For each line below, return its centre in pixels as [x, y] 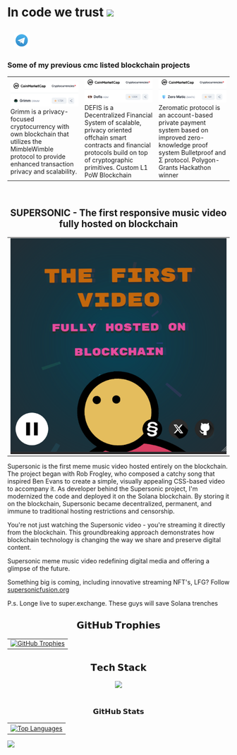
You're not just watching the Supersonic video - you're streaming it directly [116, 524]
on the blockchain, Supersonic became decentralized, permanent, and [109, 503]
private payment [182, 123]
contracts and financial [118, 145]
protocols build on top [116, 153]
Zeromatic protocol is [189, 108]
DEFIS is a [99, 108]
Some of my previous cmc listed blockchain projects [99, 65]
